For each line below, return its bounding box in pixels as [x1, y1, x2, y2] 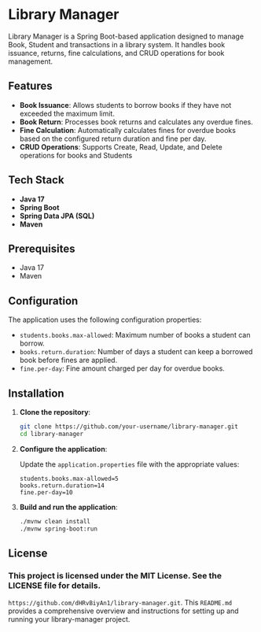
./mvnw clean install [19, 517, 90, 525]
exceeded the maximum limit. [19, 109, 116, 118]
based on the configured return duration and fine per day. [19, 134, 207, 143]
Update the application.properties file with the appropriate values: [19, 459, 240, 469]
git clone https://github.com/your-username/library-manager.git [19, 423, 238, 431]
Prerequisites [8, 242, 75, 255]
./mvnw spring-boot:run [19, 525, 98, 533]
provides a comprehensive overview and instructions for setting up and [8, 606, 239, 615]
